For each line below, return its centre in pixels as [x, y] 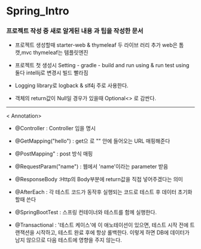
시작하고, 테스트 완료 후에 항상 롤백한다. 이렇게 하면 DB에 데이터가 [112, 233]
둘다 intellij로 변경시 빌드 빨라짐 [51, 73]
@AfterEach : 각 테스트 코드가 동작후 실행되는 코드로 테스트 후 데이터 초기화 [103, 192]
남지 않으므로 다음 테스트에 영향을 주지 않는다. [68, 240]
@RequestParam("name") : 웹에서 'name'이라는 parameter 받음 [92, 167]
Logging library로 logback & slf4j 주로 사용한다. [71, 86]
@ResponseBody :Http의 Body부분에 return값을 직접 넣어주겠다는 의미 [99, 179]
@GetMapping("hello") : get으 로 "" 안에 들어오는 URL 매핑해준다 [92, 141]
